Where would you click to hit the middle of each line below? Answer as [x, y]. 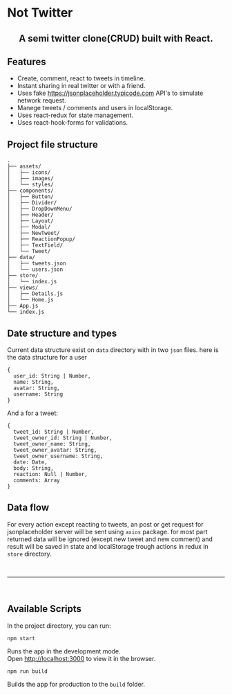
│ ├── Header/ [30, 215]
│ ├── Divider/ [32, 203]
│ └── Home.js [30, 300]
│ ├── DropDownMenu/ [40, 209]
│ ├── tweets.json [37, 264]
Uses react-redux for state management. [75, 115]
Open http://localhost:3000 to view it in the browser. [81, 658]
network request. [41, 100]
